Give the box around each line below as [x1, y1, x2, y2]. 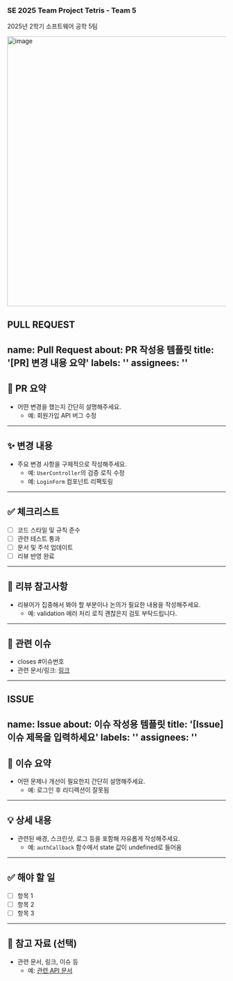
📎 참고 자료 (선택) [7, 938, 78, 950]
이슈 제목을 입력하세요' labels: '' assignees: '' [7, 732, 198, 744]
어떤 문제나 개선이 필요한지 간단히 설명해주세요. [17, 777, 146, 785]
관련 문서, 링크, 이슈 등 [17, 957, 78, 966]
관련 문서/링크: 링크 [17, 666, 70, 675]
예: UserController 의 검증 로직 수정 [27, 468, 125, 477]
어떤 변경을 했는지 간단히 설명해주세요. [17, 402, 121, 411]
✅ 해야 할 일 [7, 872, 55, 884]
